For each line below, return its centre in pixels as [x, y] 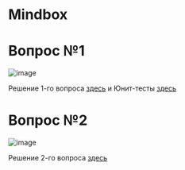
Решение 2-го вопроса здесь [58, 158]
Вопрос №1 [46, 51]
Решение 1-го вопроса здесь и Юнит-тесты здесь [92, 88]
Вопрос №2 [48, 120]
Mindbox [38, 15]
